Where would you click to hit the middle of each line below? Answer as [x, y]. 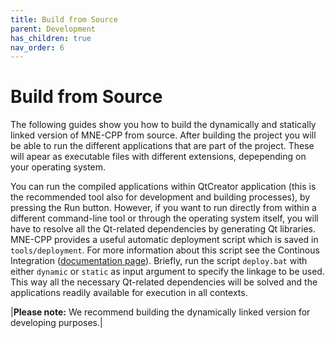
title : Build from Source [64, 19]
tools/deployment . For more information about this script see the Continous [165, 250]
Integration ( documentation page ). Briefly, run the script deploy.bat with [159, 261]
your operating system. [58, 167]
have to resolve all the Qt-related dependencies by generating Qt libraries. [163, 229]
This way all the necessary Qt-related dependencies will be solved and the [164, 282]
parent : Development [53, 29]
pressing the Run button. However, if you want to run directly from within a [163, 208]
